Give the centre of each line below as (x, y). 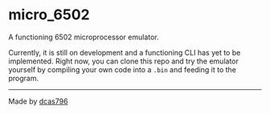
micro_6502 (49, 15)
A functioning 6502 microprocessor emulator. (84, 37)
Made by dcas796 (38, 101)
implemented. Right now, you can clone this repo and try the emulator (124, 61)
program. (24, 78)
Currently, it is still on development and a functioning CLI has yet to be (125, 52)
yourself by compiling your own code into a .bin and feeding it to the (123, 69)
